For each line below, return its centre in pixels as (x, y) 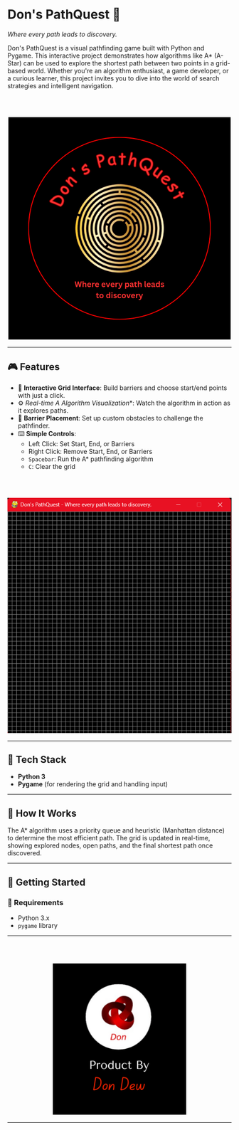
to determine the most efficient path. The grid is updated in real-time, (109, 838)
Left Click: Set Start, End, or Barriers (81, 443)
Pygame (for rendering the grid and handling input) (93, 784)
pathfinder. (34, 426)
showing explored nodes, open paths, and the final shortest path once (110, 845)
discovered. (25, 853)
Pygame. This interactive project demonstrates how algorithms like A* (110, 56)
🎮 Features (34, 367)
